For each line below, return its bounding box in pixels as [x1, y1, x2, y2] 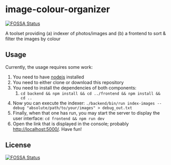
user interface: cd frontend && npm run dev [12, 115, 105, 121]
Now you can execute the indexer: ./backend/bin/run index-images [12, 100, 155, 106]
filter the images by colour [5, 36, 61, 42]
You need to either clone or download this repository [12, 79, 124, 85]
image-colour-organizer [5, 4, 110, 15]
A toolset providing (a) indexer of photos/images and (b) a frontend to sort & [5, 30, 166, 36]
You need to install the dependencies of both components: [12, 85, 137, 91]
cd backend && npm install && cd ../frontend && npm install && [20, 91, 161, 96]
